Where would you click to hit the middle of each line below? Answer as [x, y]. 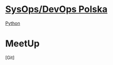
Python [13, 23]
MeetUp [22, 44]
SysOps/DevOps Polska [56, 9]
